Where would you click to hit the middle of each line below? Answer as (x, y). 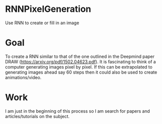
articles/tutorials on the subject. (38, 116)
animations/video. (23, 77)
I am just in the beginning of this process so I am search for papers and (78, 111)
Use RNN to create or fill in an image (42, 23)
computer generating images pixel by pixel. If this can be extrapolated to (79, 67)
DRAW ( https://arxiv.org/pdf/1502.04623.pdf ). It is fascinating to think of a (81, 62)
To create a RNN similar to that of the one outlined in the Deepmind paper (80, 56)
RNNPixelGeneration (48, 9)
